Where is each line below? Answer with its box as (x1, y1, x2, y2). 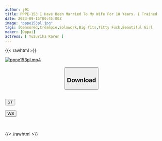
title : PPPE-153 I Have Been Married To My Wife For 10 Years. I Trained (5, 12, 158, 16)
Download (67, 76, 96, 84)
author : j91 (5, 7, 29, 12)
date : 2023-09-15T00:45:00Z (5, 16, 62, 21)
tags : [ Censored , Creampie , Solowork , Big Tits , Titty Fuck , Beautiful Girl (5, 25, 153, 30)
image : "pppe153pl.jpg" (5, 20, 53, 26)
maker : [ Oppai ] (5, 30, 36, 34)
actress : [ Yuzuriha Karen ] (5, 34, 64, 39)
